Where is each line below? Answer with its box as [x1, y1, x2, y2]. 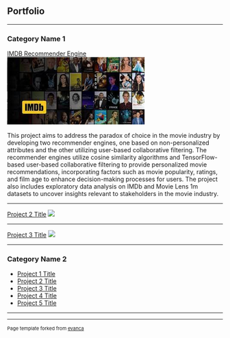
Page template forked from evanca [7, 325, 84, 332]
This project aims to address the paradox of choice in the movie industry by [7, 132, 220, 140]
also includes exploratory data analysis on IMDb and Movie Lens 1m [7, 182, 199, 191]
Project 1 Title [16, 270, 56, 278]
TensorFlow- [181, 154, 218, 162]
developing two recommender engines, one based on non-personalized [7, 138, 210, 147]
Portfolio [7, 5, 45, 17]
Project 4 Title [16, 291, 57, 300]
